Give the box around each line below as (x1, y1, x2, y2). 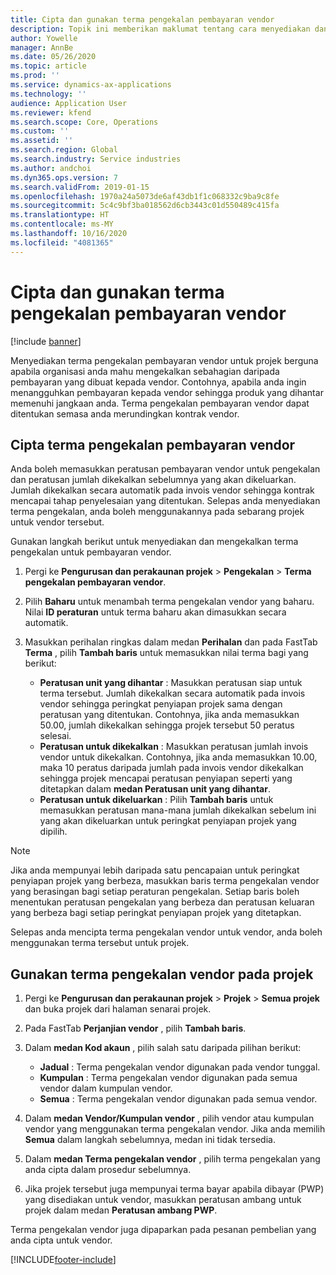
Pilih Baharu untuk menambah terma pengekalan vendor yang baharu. (24, 596, 315, 608)
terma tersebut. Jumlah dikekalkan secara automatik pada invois (39, 687, 306, 700)
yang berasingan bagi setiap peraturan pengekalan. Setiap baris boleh (10, 886, 300, 898)
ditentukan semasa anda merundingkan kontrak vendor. (10, 407, 240, 420)
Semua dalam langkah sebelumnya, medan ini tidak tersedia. (24, 1134, 276, 1146)
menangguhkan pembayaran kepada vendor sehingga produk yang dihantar (10, 386, 324, 398)
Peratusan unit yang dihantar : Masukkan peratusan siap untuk (39, 677, 303, 689)
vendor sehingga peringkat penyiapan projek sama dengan (39, 698, 283, 710)
